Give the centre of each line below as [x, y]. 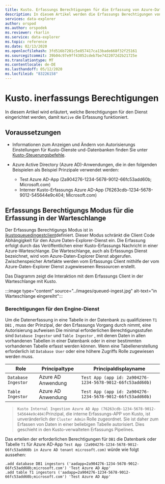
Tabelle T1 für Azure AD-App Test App [43, 444]
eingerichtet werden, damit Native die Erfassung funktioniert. [67, 117]
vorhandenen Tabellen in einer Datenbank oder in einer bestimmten [73, 341]
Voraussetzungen [33, 133]
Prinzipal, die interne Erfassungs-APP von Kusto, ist [98, 414]
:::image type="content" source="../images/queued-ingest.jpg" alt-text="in [81, 291]
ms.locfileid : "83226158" [31, 74]
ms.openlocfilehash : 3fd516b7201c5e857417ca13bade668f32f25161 [71, 51]
